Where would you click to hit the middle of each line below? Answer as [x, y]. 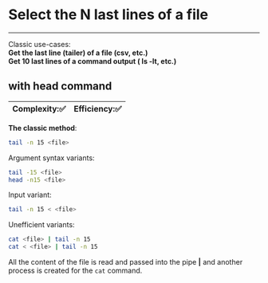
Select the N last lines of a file [108, 15]
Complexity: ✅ [39, 108]
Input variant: [30, 195]
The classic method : [43, 128]
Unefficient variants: [41, 225]
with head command [60, 86]
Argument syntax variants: [51, 158]
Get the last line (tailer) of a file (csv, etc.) [78, 53]
